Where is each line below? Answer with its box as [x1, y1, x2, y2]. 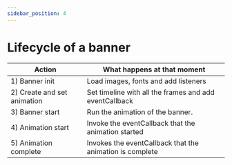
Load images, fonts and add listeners [86, 76, 206, 86]
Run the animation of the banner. [86, 107, 193, 117]
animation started [86, 126, 144, 136]
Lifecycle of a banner [7, 39, 131, 55]
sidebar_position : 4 [7, 10, 67, 17]
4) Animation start [10, 122, 69, 132]
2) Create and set [10, 87, 68, 97]
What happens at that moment [102, 65, 206, 74]
